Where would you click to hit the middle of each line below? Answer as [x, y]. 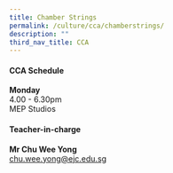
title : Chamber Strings [53, 17]
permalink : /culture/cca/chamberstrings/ [87, 26]
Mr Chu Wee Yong [43, 149]
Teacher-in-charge [45, 130]
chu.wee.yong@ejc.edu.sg [58, 158]
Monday [25, 90]
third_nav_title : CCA [49, 42]
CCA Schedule [37, 70]
